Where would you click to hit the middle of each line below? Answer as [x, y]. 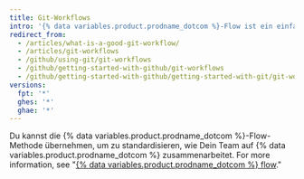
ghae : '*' [36, 110]
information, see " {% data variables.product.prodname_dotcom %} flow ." [146, 165]
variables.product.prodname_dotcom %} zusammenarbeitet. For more [140, 155]
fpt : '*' [34, 93]
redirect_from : [38, 34]
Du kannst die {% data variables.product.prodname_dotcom [121, 136]
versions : [28, 85]
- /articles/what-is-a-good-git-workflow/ [99, 43]
